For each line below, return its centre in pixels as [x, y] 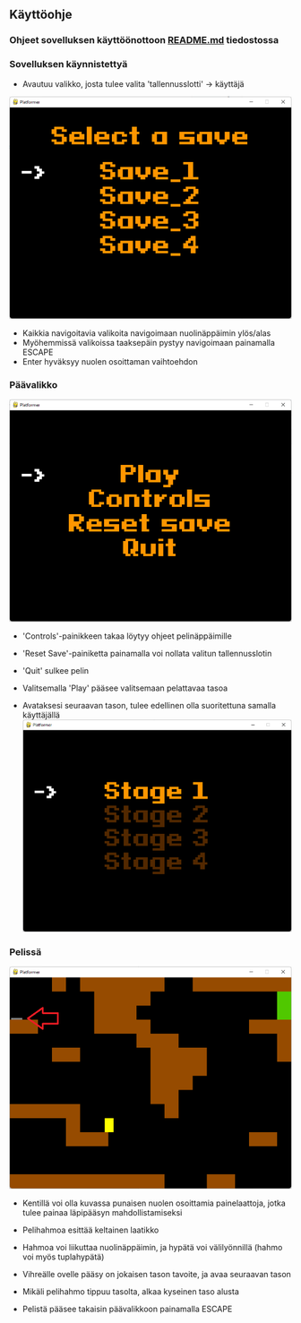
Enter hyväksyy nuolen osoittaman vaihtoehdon [110, 361]
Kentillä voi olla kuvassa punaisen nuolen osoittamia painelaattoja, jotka [154, 1203]
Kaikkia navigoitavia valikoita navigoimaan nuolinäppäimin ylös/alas [146, 333]
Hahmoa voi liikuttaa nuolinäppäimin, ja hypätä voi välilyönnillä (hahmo [152, 1248]
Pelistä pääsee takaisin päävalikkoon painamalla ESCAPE [127, 1309]
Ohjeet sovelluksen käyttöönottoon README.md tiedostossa [144, 40]
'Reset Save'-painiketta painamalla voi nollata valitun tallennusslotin [147, 654]
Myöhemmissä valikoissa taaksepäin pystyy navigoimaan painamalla [149, 342]
